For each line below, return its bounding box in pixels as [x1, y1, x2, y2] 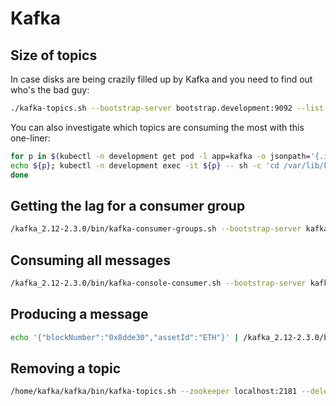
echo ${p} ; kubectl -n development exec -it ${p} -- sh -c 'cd [10, 160, 280, 171]
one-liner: [10, 132, 51, 144]
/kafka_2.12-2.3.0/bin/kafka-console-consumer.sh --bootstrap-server [10, 278, 307, 288]
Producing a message [10, 306, 149, 323]
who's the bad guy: [10, 84, 90, 96]
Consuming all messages [10, 252, 171, 269]
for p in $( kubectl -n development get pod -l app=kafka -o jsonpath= [10, 151, 311, 161]
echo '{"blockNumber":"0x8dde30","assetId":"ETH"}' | [10, 332, 240, 342]
